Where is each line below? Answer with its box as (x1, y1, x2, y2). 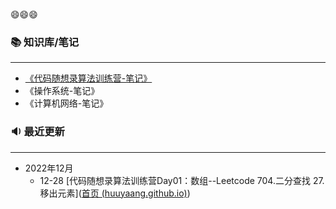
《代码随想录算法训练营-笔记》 (24, 72, 153, 84)
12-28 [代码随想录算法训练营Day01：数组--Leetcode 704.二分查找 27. (39, 174, 325, 186)
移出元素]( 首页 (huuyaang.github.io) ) (39, 187, 191, 199)
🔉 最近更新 (10, 125, 65, 139)
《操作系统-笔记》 (24, 85, 100, 97)
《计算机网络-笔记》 (24, 97, 109, 109)
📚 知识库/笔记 (10, 35, 80, 49)
